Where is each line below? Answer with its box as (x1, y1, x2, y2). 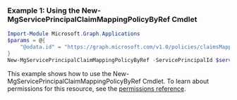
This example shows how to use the (7, 69, 111, 77)
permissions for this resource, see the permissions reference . (7, 84, 186, 93)
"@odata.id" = (20, 44, 61, 51)
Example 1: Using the (7, 6, 80, 15)
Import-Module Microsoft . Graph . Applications (7, 30, 140, 37)
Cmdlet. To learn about (142, 77, 209, 85)
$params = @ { (7, 37, 46, 44)
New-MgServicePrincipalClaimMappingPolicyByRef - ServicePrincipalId (7, 56, 213, 63)
